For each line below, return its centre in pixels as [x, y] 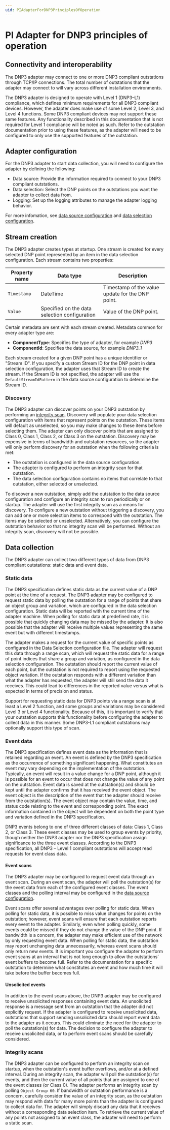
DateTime [52, 294]
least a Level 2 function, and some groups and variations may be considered [85, 706]
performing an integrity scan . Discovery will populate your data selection [81, 414]
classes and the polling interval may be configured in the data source [77, 893]
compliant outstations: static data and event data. [57, 565]
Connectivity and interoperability [59, 65]
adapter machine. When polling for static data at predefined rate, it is [77, 616]
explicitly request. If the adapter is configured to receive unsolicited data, [81, 1012]
